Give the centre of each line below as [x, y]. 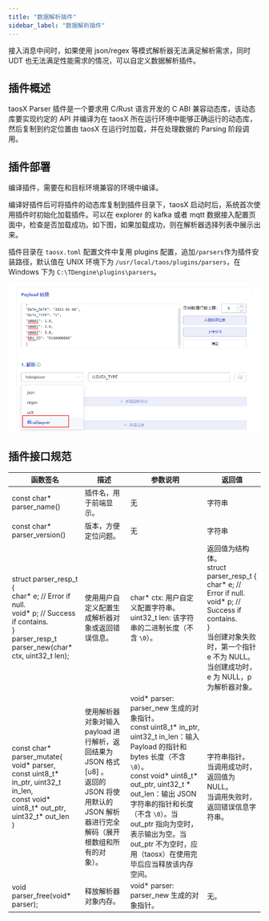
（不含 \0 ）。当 [154, 814]
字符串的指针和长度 [162, 804]
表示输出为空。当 [158, 834]
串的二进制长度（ [158, 627]
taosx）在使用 [167, 854]
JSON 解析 [102, 812]
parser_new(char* [42, 647]
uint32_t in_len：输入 [165, 737]
